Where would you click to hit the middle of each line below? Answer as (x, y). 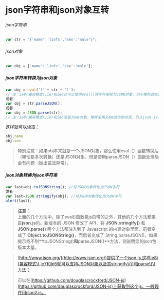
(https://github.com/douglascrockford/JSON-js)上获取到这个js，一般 (86, 286)
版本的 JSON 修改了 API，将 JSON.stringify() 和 (97, 223)
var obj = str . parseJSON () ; (34, 103)
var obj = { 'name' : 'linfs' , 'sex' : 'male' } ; (49, 66)
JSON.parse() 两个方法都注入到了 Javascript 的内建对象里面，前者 (84, 229)
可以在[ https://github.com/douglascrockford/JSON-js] (72, 280)
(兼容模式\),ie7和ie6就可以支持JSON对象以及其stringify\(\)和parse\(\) (86, 263)
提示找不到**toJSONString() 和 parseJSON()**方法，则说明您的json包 (87, 241)
